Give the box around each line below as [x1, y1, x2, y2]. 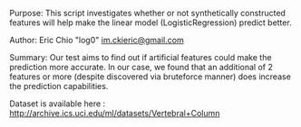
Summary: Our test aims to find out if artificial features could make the [9, 52, 272, 62]
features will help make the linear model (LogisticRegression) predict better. [9, 17, 292, 28]
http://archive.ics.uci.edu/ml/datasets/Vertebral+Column [9, 108, 220, 118]
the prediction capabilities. [9, 81, 109, 91]
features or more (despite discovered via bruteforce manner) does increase [9, 71, 292, 82]
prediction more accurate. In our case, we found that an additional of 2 [9, 62, 274, 72]
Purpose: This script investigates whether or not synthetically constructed [9, 8, 286, 18]
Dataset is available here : [9, 98, 106, 109]
